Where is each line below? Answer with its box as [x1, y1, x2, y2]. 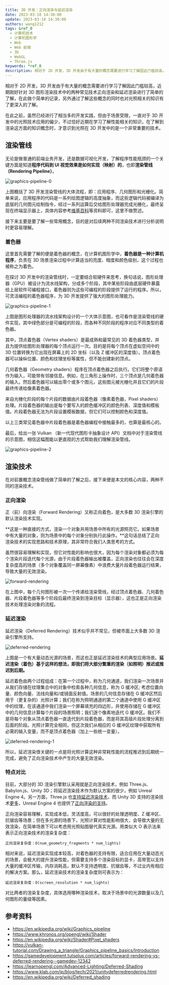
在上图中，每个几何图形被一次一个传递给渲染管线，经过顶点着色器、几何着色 [5, 589, 164, 595]
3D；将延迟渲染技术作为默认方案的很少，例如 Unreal [43, 787, 152, 793]
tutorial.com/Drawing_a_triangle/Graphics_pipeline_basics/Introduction [12, 947, 159, 953]
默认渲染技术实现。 [5, 515, 45, 522]
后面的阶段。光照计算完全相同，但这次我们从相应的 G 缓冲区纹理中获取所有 [5, 722, 161, 728]
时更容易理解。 [5, 224, 36, 230]
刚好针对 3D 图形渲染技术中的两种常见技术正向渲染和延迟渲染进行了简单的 [9, 89, 163, 95]
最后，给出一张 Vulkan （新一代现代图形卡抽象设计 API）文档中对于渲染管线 [5, 430, 162, 436]
